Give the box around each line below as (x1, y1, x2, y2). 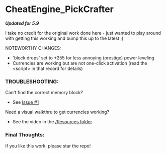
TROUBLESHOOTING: (5, 78, 59, 85)
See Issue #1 (12, 99, 39, 105)
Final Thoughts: (5, 131, 45, 138)
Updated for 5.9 (5, 20, 39, 26)
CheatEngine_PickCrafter (5, 4, 114, 15)
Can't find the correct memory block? (5, 90, 83, 96)
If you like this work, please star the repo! (5, 142, 91, 149)
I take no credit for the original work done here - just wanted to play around (5, 30, 161, 36)
